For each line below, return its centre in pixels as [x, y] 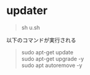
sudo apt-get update [47, 52]
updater [27, 11]
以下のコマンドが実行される [41, 40]
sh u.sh [31, 27]
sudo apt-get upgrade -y [53, 59]
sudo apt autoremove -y [52, 65]
